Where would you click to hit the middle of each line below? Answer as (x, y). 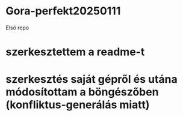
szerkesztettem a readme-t (75, 52)
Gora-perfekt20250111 (63, 11)
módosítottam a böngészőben (82, 92)
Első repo (17, 28)
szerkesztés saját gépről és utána (92, 79)
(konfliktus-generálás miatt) (78, 105)
